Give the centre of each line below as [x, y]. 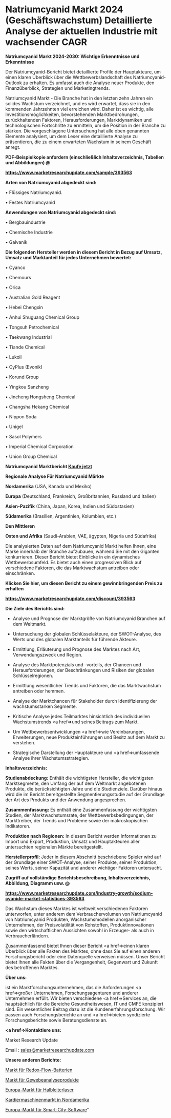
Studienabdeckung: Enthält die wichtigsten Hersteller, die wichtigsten [79, 778]
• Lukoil [14, 357]
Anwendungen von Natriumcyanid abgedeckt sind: [61, 212]
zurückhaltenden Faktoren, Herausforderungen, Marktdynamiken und [79, 120]
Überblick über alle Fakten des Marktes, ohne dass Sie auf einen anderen [83, 951]
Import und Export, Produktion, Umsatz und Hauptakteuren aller [72, 841]
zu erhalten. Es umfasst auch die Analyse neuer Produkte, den [89, 83]
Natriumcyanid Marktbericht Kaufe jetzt [49, 466]
